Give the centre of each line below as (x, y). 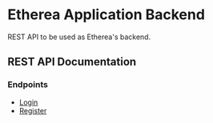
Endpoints (28, 85)
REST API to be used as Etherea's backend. (79, 37)
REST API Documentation (72, 62)
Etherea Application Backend (106, 15)
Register (33, 110)
